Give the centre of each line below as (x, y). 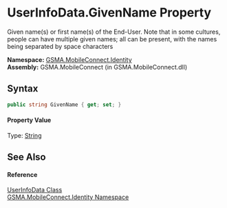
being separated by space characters (60, 46)
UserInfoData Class (35, 190)
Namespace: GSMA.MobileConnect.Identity (69, 59)
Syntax (23, 89)
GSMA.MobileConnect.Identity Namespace (68, 197)
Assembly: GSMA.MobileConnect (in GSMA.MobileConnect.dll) (97, 67)
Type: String (24, 135)
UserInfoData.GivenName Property (109, 13)
